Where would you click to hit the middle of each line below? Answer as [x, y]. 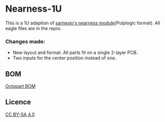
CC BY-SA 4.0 [20, 114]
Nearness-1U [34, 9]
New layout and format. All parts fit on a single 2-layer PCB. [75, 53]
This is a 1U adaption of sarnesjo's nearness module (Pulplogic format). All [83, 23]
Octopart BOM [20, 86]
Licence [18, 102]
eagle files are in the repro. [34, 28]
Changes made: [25, 41]
